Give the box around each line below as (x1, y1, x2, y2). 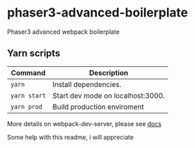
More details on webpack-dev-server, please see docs (7, 119, 162, 128)
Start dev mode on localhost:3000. (52, 91, 165, 101)
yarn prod (10, 103, 43, 111)
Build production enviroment (52, 102, 144, 112)
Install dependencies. (52, 79, 122, 89)
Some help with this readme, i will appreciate (7, 133, 134, 141)
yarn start (10, 92, 46, 99)
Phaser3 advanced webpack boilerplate (7, 28, 120, 36)
